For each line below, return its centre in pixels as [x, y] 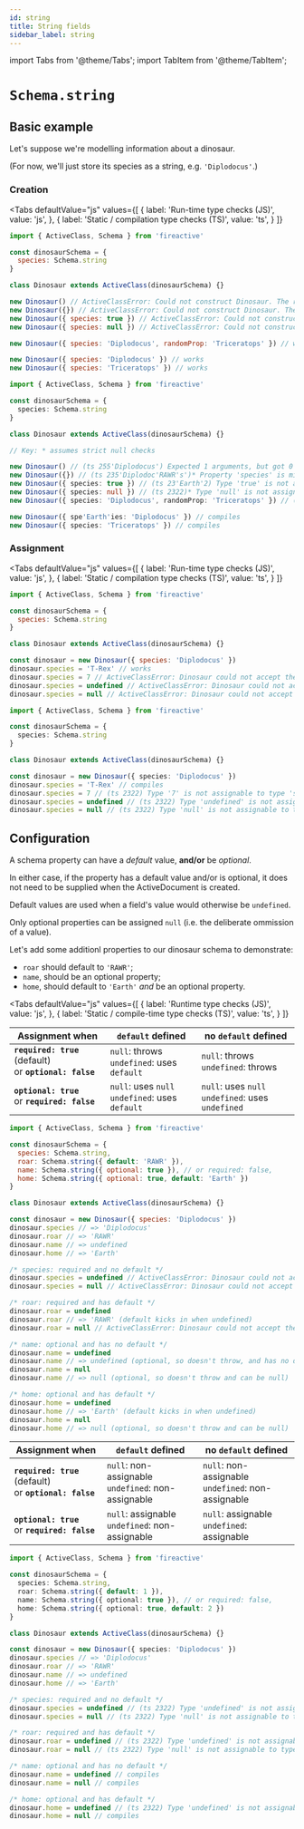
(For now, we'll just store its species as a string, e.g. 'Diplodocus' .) [133, 166]
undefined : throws [239, 1068]
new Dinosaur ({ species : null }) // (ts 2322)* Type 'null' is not [139, 492]
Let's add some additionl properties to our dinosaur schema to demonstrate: [152, 950]
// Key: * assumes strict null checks [82, 450]
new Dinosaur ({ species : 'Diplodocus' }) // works [107, 360]
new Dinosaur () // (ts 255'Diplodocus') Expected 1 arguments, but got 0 [152, 467]
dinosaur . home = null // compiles [75, 1816]
